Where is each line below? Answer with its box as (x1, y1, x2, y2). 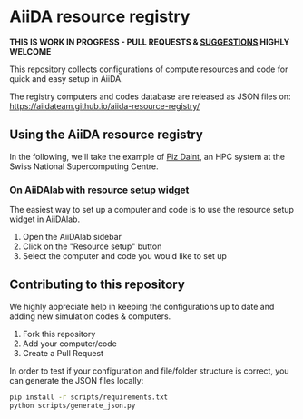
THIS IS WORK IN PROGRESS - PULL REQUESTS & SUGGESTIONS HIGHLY (9, 36, 290, 47)
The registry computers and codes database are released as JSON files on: (9, 91, 291, 102)
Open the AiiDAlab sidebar (22, 232, 122, 243)
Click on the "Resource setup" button (22, 241, 162, 252)
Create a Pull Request (22, 347, 104, 358)
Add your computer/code (22, 338, 118, 349)
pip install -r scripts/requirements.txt (9, 393, 169, 402)
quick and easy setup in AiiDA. (9, 73, 124, 84)
